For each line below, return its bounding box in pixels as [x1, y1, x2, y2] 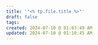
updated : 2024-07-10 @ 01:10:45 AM [6, 30, 93, 36]
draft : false [6, 14, 38, 20]
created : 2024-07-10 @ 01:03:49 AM [6, 25, 93, 31]
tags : [6, 19, 19, 25]
